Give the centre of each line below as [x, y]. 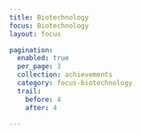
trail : [29, 91]
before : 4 [43, 99]
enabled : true [43, 59]
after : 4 [41, 107]
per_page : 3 [39, 67]
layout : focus [35, 34]
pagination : [31, 50]
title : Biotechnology [49, 17]
